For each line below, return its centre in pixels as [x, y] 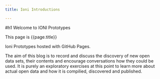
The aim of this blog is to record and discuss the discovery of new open [78, 56]
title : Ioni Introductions [33, 9]
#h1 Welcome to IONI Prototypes [38, 28]
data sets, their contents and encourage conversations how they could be [80, 61]
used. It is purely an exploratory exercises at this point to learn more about [80, 66]
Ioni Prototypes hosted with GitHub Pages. [48, 46]
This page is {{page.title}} [31, 37]
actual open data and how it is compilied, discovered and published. [74, 71]
